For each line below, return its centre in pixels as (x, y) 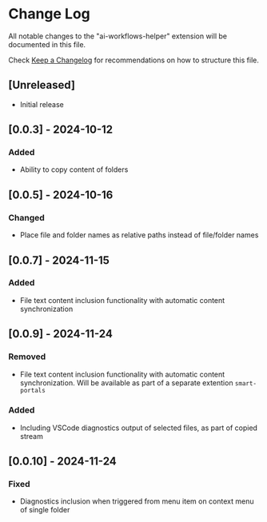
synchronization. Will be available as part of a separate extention (126, 383)
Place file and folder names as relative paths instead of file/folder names (139, 235)
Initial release (42, 104)
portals (32, 390)
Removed (27, 357)
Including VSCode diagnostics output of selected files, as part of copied (139, 428)
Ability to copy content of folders (74, 169)
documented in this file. (47, 44)
